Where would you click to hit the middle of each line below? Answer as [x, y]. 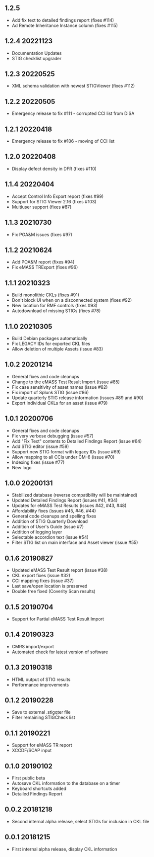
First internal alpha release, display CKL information [64, 849]
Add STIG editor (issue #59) [40, 446]
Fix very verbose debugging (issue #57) [52, 436]
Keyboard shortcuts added [39, 789]
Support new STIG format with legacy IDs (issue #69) [66, 451]
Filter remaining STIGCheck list [43, 717]
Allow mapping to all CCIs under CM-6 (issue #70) [63, 457]
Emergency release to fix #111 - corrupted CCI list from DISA [73, 113]
